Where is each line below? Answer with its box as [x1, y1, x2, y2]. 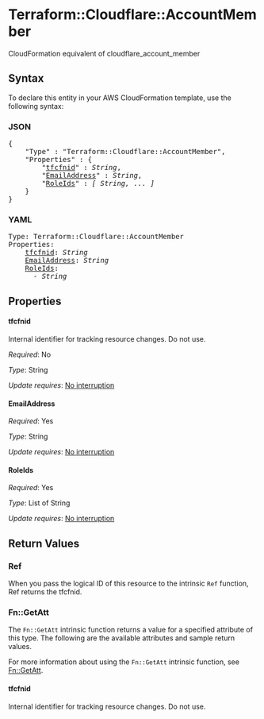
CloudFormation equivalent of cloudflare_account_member [8, 48, 201, 58]
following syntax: [8, 101, 64, 110]
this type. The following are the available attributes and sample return [8, 633, 235, 643]
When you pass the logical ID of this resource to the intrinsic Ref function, [8, 578, 249, 589]
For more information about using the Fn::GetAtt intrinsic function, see [8, 657, 240, 667]
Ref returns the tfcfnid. [8, 587, 82, 597]
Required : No [8, 350, 52, 359]
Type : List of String [8, 498, 71, 508]
